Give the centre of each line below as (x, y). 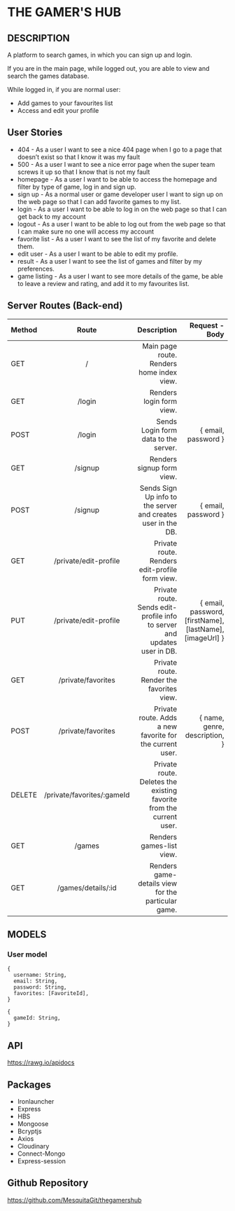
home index (158, 372)
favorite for (159, 735)
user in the (159, 523)
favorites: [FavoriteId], (51, 994)
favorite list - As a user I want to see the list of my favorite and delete (117, 238)
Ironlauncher (36, 1101)
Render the (159, 679)
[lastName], (205, 629)
